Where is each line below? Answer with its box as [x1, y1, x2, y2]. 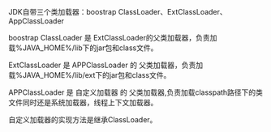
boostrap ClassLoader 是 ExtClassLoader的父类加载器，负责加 [8, 33, 217, 42]
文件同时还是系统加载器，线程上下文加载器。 [8, 98, 158, 107]
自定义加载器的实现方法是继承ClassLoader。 [8, 115, 157, 124]
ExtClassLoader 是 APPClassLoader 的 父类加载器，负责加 [8, 60, 204, 70]
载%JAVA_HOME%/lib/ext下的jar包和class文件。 [8, 70, 171, 79]
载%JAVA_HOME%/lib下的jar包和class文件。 [8, 43, 158, 53]
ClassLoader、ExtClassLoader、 [118, 7, 227, 16]
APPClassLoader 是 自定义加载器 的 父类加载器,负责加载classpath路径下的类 [8, 87, 264, 97]
